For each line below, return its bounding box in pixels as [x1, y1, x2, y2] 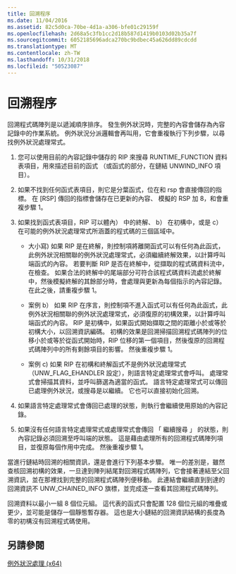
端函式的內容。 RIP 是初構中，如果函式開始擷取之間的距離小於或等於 [27, 318, 227, 326]
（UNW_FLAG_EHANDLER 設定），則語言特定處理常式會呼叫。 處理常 [27, 368, 229, 377]
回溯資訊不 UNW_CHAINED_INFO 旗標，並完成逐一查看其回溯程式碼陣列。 [7, 484, 223, 492]
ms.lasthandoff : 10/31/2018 [7, 56, 90, 63]
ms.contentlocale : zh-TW [7, 50, 80, 57]
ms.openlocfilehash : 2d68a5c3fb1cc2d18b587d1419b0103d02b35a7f [7, 30, 197, 37]
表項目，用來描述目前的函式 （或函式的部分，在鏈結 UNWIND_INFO [17, 161, 213, 170]
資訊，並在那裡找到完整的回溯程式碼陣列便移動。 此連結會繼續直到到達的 [13, 475, 225, 484]
